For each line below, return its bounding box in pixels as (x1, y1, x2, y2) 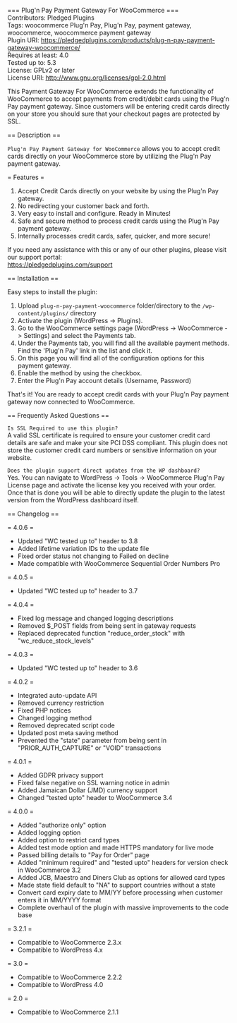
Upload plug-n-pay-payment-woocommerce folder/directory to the (17, 301, 201, 310)
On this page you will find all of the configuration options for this (17, 354, 205, 362)
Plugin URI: (7, 36, 40, 44)
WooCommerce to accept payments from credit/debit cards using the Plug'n (7, 95, 230, 103)
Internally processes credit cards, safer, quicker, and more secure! (17, 232, 210, 240)
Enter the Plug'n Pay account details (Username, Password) (17, 377, 192, 385)
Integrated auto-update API (17, 691, 97, 699)
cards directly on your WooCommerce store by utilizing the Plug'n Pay (7, 152, 212, 160)
